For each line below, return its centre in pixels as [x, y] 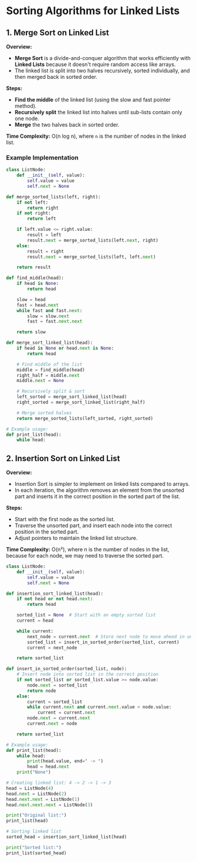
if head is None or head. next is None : [65, 349]
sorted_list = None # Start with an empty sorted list [86, 615]
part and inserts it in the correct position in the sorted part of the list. [97, 496]
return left [42, 219]
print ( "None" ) [34, 773]
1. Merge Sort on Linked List [58, 33]
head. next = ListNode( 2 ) [36, 794]
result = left [44, 235]
